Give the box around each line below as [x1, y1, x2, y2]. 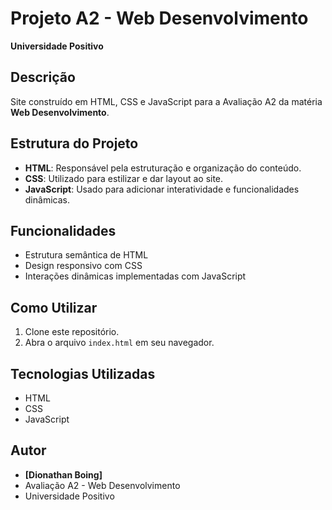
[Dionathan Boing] [24, 468, 103, 481]
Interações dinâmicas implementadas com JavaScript [24, 270, 247, 282]
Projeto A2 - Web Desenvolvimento [10, 7, 309, 30]
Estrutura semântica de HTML [24, 249, 149, 261]
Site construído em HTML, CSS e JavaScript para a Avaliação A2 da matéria [10, 95, 323, 107]
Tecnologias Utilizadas [10, 365, 156, 382]
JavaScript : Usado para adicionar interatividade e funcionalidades [24, 183, 300, 195]
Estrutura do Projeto [10, 135, 139, 152]
